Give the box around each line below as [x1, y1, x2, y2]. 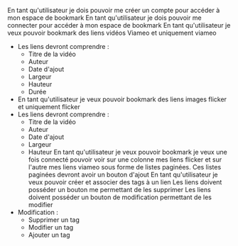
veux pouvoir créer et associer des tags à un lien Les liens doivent [28, 178, 222, 186]
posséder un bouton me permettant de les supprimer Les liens [28, 186, 211, 194]
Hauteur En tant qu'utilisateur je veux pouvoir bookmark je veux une [28, 148, 227, 156]
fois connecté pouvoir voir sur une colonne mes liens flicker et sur [28, 155, 222, 164]
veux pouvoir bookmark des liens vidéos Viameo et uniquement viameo [7, 28, 217, 37]
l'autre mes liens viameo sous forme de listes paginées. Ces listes [28, 163, 222, 171]
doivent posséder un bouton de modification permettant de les [28, 193, 212, 201]
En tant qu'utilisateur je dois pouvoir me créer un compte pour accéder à [7, 6, 220, 14]
